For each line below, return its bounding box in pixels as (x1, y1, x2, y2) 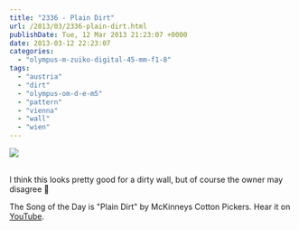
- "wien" (17, 123, 51, 132)
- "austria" (17, 72, 63, 81)
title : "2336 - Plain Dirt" (9, 13, 116, 23)
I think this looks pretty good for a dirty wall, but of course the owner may (9, 174, 284, 185)
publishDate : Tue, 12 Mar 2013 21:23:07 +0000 (9, 30, 188, 39)
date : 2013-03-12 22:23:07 (9, 38, 111, 48)
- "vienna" (17, 106, 59, 115)
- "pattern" (17, 97, 63, 107)
